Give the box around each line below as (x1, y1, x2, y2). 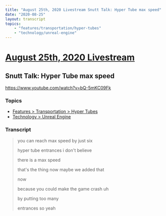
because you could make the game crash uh (17, 186, 109, 192)
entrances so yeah (17, 205, 56, 211)
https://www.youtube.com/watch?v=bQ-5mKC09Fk (5, 85, 111, 91)
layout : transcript (5, 16, 46, 21)
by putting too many (17, 195, 59, 202)
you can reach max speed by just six (17, 137, 93, 143)
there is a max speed (17, 157, 61, 163)
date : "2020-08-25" (5, 12, 46, 17)
